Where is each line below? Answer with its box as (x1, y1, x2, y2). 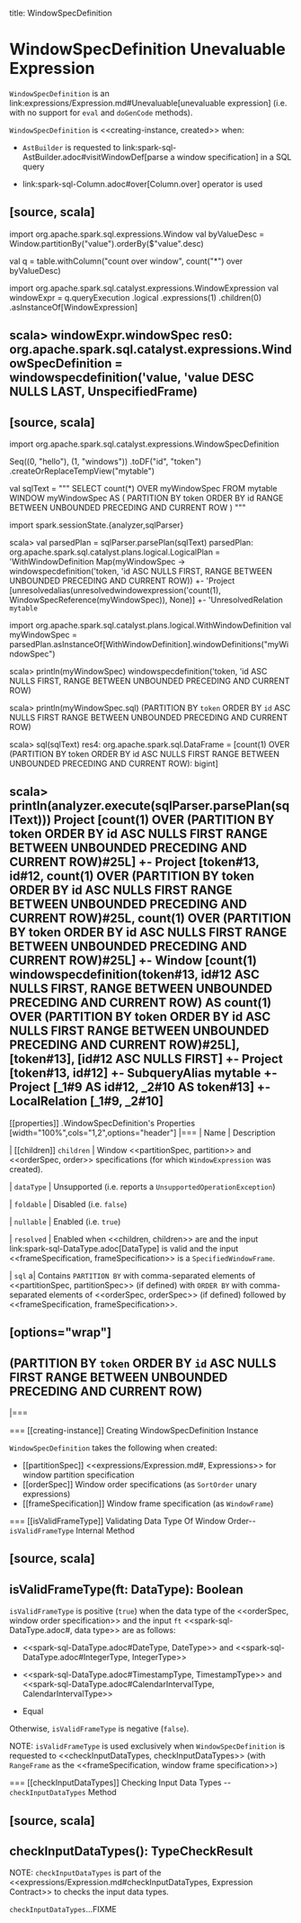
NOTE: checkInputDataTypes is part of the (9, 1867, 162, 1878)
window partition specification (22, 1469, 135, 1480)
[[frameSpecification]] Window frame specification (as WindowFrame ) (22, 1498, 274, 1509)
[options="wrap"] (9, 1325, 112, 1341)
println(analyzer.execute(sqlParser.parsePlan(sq (9, 799, 290, 814)
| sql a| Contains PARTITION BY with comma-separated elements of (9, 1269, 256, 1281)
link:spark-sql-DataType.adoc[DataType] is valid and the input (9, 1242, 239, 1254)
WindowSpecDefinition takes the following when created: (9, 1442, 217, 1453)
